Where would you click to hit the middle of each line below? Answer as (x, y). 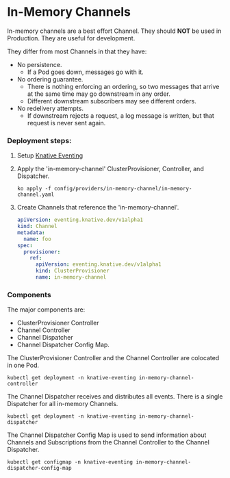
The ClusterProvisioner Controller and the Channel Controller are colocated (113, 358)
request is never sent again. (66, 123)
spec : (25, 245)
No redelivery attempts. (50, 108)
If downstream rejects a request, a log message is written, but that (120, 115)
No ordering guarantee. (50, 79)
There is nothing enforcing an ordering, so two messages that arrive (123, 86)
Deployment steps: (39, 140)
